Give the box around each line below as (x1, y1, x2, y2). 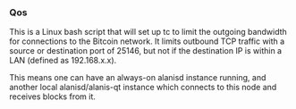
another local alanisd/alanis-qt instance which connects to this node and (9, 82, 277, 93)
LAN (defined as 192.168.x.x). (9, 55, 117, 66)
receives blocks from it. (9, 91, 97, 102)
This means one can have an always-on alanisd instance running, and (9, 72, 266, 83)
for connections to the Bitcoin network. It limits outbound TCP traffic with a (9, 36, 285, 46)
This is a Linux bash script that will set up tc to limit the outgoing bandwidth (9, 27, 288, 38)
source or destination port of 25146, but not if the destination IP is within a (9, 46, 283, 56)
